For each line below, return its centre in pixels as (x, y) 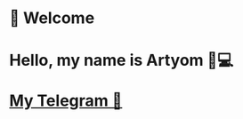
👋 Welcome (52, 18)
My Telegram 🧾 (66, 101)
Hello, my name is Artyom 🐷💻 (121, 60)
